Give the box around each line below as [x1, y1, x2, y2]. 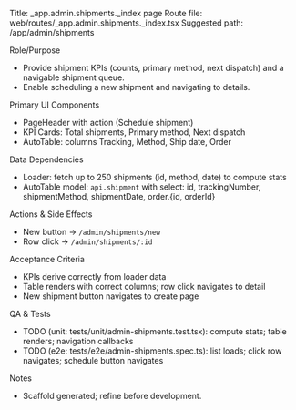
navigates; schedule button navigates [22, 355, 164, 365]
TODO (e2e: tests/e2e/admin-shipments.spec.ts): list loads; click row [22, 345, 282, 356]
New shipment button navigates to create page [22, 291, 199, 302]
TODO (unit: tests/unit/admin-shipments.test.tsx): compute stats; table [22, 326, 287, 336]
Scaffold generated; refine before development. [22, 391, 202, 401]
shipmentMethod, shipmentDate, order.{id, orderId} [22, 191, 216, 201]
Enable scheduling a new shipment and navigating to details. [22, 82, 250, 92]
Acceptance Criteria [9, 254, 85, 264]
